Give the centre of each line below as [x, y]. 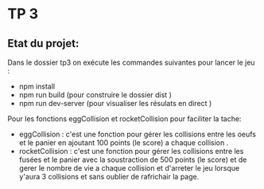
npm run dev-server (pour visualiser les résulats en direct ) [115, 103]
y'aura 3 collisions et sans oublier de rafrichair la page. [109, 177]
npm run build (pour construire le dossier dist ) [95, 95]
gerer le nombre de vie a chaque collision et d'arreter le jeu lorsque [129, 168]
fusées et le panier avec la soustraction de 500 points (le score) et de [133, 159]
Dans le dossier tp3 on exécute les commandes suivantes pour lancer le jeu [131, 62]
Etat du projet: [43, 43]
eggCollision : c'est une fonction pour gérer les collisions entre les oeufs [137, 134]
